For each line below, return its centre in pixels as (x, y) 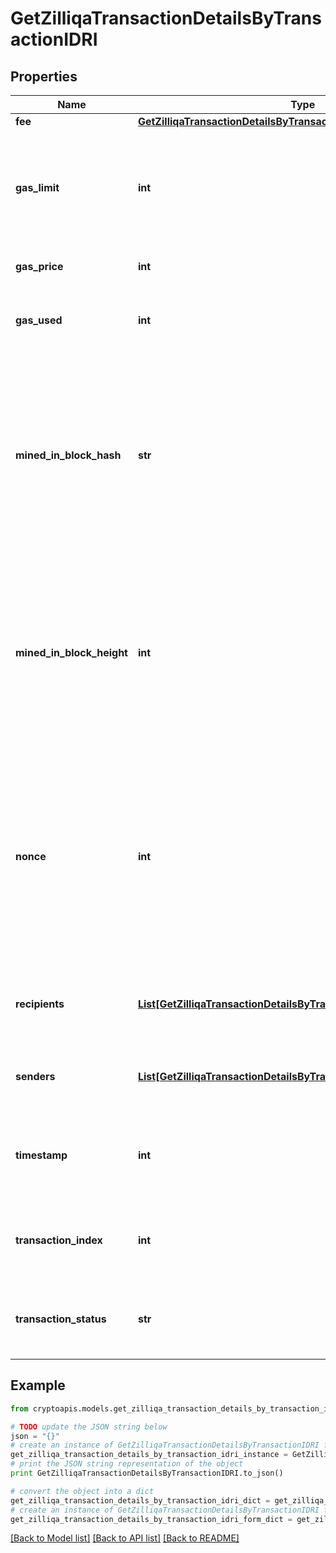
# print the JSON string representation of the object (127, 1464)
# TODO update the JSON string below (89, 1427)
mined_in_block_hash (68, 455)
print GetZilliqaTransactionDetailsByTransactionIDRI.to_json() (147, 1473)
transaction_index (59, 1240)
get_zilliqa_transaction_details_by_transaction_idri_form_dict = (151, 1519)
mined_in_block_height (71, 652)
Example (38, 1385)
